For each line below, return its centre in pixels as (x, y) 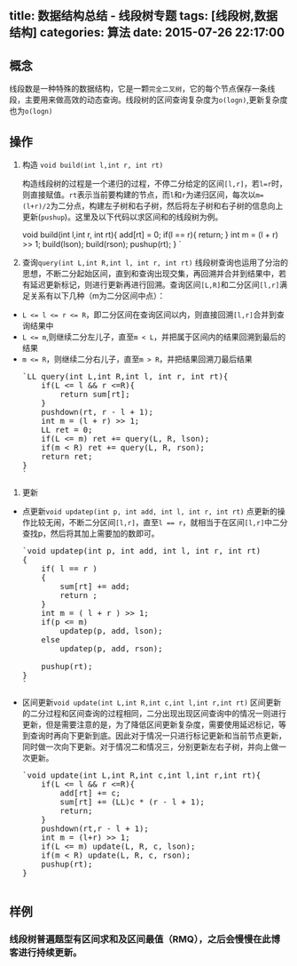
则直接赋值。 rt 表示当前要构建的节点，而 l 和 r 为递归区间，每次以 (139, 195)
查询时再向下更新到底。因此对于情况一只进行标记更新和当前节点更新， (158, 736)
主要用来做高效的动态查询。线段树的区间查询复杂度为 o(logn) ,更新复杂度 (156, 100)
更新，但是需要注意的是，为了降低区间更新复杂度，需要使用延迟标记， (150, 725)
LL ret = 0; (67, 430)
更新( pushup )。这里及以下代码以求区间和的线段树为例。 (122, 217)
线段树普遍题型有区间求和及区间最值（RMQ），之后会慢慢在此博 (145, 939)
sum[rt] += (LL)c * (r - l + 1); (133, 802)
